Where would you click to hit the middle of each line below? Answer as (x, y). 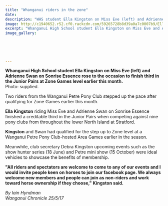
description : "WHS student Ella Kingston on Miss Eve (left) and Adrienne (85, 19)
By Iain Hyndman (23, 193)
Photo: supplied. (22, 87)
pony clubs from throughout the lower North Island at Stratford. (70, 122)
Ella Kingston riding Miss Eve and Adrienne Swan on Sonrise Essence (77, 111)
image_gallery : (21, 33)
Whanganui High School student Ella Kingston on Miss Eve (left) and (78, 71)
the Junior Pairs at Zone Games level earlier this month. (64, 81)
